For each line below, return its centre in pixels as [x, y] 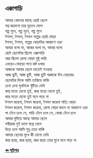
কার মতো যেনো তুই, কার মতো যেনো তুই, [33, 91]
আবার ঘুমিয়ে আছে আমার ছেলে [26, 118]
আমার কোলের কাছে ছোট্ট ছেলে [26, 20]
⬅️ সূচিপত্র [12, 150]
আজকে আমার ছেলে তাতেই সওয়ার [29, 69]
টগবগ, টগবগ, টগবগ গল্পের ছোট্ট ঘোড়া [31, 36]
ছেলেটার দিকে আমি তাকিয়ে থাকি [27, 80]
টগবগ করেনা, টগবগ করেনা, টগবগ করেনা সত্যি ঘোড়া [40, 102]
